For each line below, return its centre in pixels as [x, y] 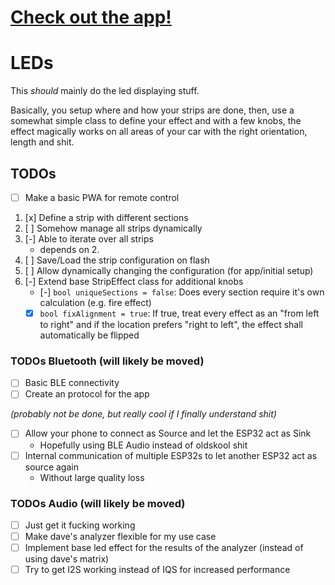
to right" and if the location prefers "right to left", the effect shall [171, 325]
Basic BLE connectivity [72, 383]
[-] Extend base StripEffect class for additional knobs [134, 281]
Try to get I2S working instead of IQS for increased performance [157, 570]
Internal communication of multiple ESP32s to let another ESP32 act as [171, 455]
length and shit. [42, 142]
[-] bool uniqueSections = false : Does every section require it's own [182, 292]
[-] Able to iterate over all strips [89, 239]
